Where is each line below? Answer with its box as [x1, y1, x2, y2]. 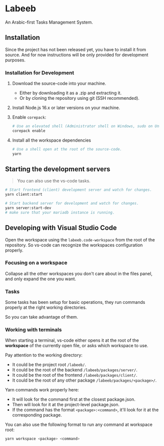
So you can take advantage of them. [5, 314, 78, 320]
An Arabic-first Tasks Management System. [5, 19, 93, 25]
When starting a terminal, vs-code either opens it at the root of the [5, 337, 140, 343]
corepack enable [12, 128, 46, 133]
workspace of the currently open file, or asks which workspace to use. [5, 343, 148, 349]
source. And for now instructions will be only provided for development [5, 52, 148, 58]
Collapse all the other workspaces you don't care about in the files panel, [5, 270, 153, 276]
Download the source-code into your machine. [12, 81, 106, 87]
